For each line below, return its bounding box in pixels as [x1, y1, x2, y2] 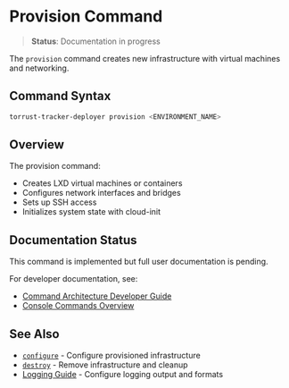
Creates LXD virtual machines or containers [21, 178, 183, 189]
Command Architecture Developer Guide [21, 291, 172, 301]
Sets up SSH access [21, 197, 97, 207]
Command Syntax [9, 89, 111, 104]
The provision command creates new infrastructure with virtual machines [9, 53, 281, 63]
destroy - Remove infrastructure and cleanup [21, 359, 189, 370]
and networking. [9, 63, 70, 73]
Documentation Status [9, 232, 137, 248]
